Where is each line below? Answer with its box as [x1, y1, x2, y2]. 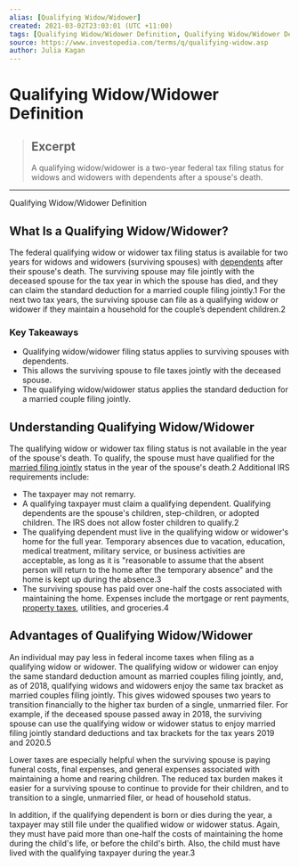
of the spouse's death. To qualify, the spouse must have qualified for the [9, 453, 276, 463]
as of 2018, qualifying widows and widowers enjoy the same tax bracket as [9, 680, 284, 691]
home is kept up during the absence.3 [21, 574, 162, 585]
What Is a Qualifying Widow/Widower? [9, 224, 229, 239]
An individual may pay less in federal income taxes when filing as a [9, 651, 255, 662]
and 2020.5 [9, 737, 52, 748]
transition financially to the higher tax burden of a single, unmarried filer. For [9, 699, 288, 709]
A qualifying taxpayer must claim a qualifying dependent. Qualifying [21, 498, 271, 509]
